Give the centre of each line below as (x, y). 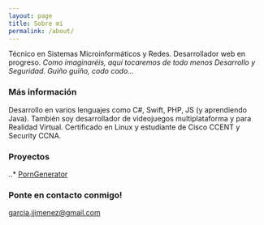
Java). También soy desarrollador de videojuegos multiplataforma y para (130, 118)
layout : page (30, 16)
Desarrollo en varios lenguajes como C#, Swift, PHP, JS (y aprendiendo (128, 109)
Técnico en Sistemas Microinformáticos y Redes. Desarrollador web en (127, 54)
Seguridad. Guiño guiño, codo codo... (71, 71)
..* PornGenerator (38, 174)
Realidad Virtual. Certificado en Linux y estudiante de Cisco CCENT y (124, 127)
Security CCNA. (35, 135)
